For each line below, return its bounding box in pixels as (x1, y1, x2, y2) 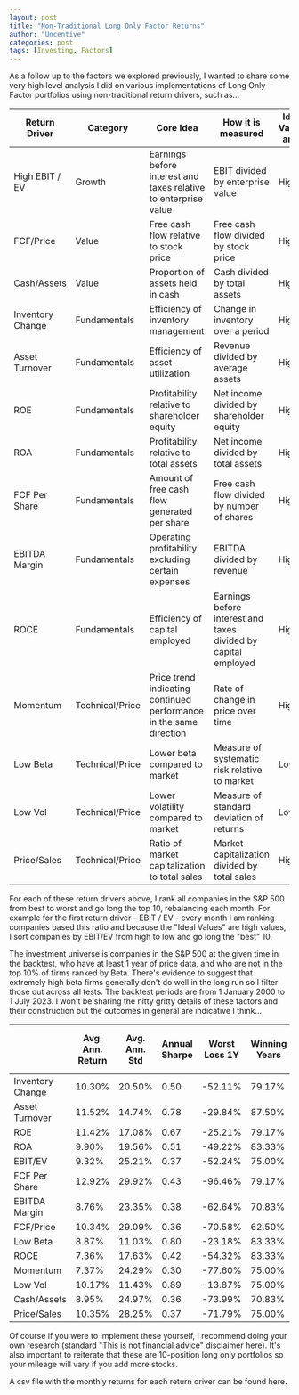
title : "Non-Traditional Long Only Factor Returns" (9, 21, 205, 30)
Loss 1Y (204, 1048, 240, 1061)
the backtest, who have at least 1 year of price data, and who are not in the (9, 959, 283, 969)
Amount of (149, 472, 194, 485)
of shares (213, 511, 254, 524)
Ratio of (149, 837, 182, 850)
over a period (213, 325, 270, 338)
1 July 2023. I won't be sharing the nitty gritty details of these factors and (9, 996, 279, 1007)
